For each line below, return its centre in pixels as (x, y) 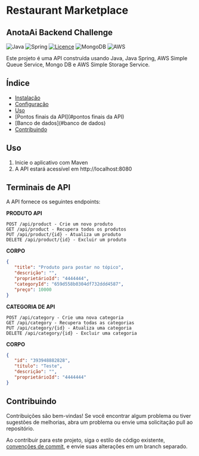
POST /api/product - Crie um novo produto (60, 224)
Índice (18, 83)
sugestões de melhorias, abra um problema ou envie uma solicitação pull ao (99, 422)
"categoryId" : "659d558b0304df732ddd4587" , (69, 284)
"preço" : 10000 (33, 290)
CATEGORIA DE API (31, 306)
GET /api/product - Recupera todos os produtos (66, 229)
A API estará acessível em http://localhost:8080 (73, 169)
